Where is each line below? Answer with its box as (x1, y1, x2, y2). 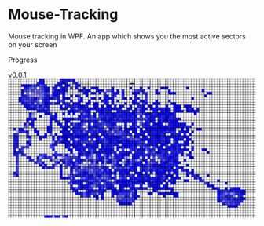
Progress (8, 55, 38, 64)
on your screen (8, 39, 57, 49)
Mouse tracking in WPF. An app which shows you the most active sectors (8, 31, 246, 41)
